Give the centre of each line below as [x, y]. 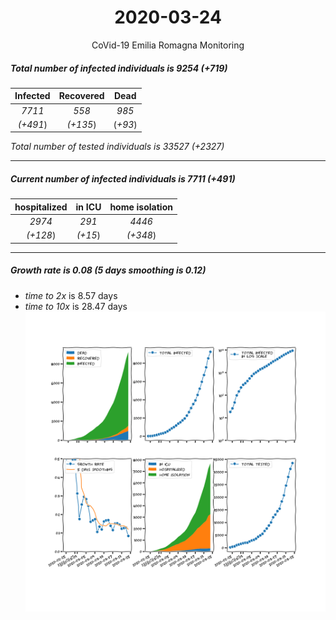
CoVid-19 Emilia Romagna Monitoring [168, 45]
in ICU [88, 207]
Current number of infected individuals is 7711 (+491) [123, 179]
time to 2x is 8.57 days [71, 295]
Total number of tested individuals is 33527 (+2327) [117, 147]
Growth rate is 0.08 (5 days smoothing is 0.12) [108, 270]
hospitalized [41, 207]
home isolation [141, 207]
